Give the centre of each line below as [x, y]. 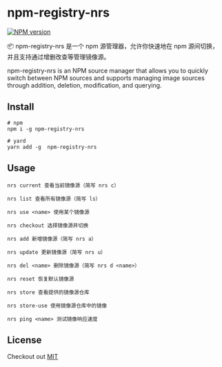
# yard [17, 141]
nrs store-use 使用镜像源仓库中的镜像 [57, 306]
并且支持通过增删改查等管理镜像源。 [59, 57]
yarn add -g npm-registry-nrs [52, 147]
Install [21, 107]
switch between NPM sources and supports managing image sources [106, 78]
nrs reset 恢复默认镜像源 [41, 279]
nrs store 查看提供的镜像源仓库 [48, 292]
